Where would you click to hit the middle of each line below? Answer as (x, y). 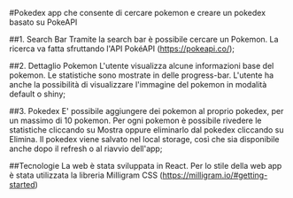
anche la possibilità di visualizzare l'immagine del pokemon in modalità (138, 84)
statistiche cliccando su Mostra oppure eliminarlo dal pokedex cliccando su (147, 130)
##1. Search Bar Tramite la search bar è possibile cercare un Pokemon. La (144, 39)
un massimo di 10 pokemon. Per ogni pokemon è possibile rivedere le (135, 120)
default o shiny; (38, 94)
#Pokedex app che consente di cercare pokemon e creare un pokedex (138, 13)
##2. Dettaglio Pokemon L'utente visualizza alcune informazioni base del (142, 66)
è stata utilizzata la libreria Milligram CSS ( (86, 175)
